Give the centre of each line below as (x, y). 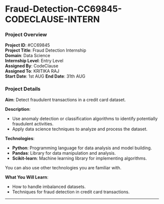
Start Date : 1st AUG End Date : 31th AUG (45, 76)
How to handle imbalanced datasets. (49, 186)
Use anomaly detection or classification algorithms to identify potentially (85, 119)
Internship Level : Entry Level (34, 61)
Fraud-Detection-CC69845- (63, 9)
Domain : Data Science (28, 56)
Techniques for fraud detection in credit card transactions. (71, 192)
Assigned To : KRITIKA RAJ (32, 71)
